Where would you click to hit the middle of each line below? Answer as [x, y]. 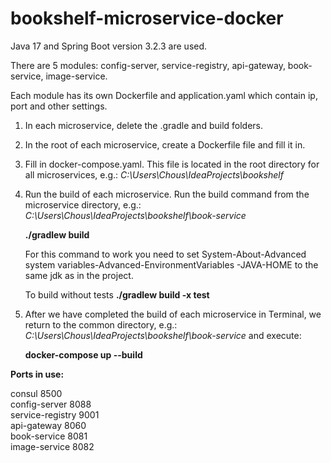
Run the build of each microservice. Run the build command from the [167, 194]
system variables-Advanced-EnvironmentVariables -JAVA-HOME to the [171, 264]
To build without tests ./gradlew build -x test [117, 294]
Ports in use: [37, 374]
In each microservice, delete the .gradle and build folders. [144, 125]
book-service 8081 [49, 436]
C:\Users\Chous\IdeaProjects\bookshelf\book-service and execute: [163, 335]
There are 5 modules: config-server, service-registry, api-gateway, [148, 65]
